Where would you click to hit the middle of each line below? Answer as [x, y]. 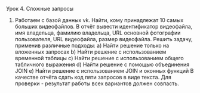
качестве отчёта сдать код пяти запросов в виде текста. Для [93, 77]
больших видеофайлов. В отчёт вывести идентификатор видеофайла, [104, 27]
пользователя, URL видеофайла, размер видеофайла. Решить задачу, [104, 39]
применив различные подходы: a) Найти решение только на [92, 45]
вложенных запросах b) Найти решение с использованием [90, 52]
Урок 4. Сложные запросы [40, 9]
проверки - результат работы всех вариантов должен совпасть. [97, 83]
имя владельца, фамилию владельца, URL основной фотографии [98, 33]
